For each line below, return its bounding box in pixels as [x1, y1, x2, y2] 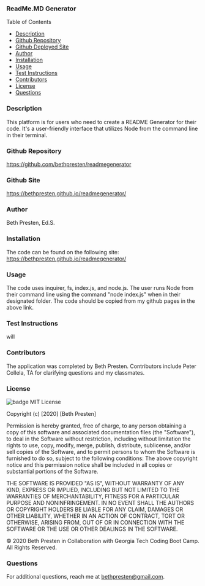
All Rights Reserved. [6, 544, 57, 551]
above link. [6, 304, 34, 311]
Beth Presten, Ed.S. [6, 219, 55, 227]
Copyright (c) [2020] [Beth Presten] [6, 410, 97, 417]
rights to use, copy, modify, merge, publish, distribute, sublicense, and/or [6, 441, 191, 449]
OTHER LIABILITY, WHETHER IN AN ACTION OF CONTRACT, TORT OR [6, 512, 185, 520]
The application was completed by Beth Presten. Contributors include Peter [6, 362, 197, 370]
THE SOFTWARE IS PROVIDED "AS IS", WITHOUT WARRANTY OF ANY [6, 479, 185, 486]
